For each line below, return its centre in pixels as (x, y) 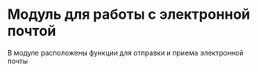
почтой (32, 31)
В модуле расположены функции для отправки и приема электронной (125, 52)
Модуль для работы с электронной (129, 14)
